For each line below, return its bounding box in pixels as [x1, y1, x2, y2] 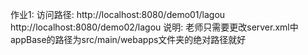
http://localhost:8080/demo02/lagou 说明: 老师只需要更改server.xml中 [10, 21, 299, 33]
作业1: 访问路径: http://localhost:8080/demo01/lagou [10, 9, 226, 20]
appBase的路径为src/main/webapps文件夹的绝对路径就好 [10, 34, 247, 45]
